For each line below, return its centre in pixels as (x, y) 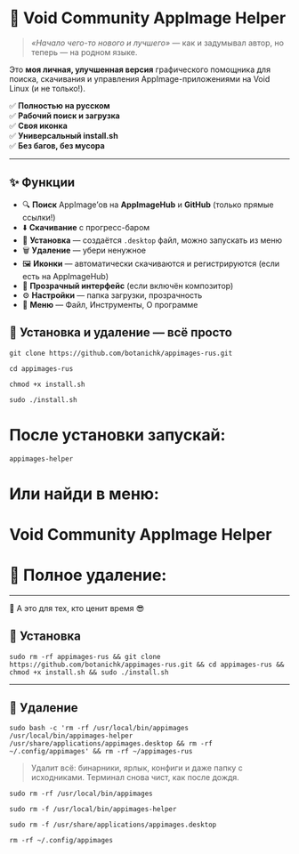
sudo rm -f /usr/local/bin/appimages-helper (93, 810)
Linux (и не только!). (48, 88)
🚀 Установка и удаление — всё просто (121, 333)
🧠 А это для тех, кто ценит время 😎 (77, 608)
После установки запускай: (117, 435)
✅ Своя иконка (39, 125)
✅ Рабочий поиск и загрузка (65, 116)
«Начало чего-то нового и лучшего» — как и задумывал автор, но (158, 43)
